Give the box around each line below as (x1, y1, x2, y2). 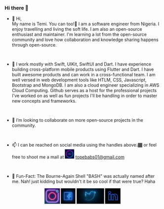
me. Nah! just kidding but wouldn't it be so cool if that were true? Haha (11, 178, 156, 185)
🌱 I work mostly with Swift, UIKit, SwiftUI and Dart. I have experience (11, 61, 152, 67)
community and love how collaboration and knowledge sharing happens (11, 37, 159, 43)
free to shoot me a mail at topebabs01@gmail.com (11, 154, 124, 160)
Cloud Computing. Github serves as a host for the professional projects (11, 88, 157, 94)
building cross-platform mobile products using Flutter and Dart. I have (11, 66, 154, 72)
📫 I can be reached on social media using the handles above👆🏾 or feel (11, 142, 157, 148)
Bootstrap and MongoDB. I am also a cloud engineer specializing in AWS (11, 82, 160, 88)
